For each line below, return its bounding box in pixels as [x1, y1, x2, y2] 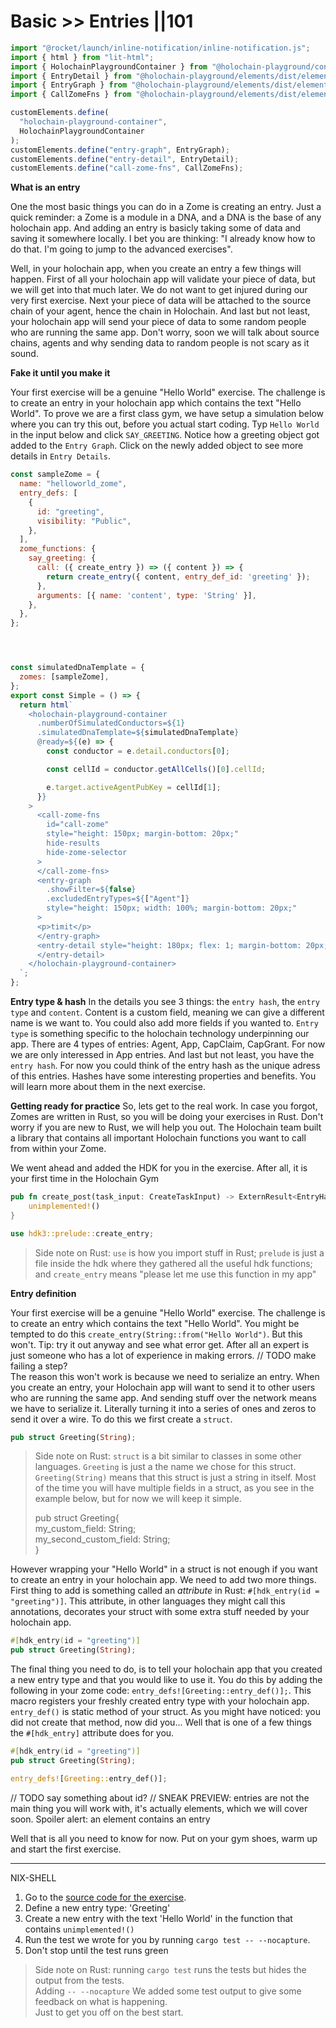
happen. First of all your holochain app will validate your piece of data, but [10, 273, 316, 285]
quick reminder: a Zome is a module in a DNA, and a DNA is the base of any [10, 211, 322, 224]
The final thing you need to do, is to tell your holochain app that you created [10, 1663, 323, 1675]
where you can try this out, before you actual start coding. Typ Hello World [10, 418, 320, 430]
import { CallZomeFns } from [10, 90, 132, 100]
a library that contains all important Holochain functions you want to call [10, 1132, 307, 1144]
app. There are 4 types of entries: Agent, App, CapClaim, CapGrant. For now [10, 1038, 326, 1050]
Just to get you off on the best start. [34, 2006, 184, 2018]
